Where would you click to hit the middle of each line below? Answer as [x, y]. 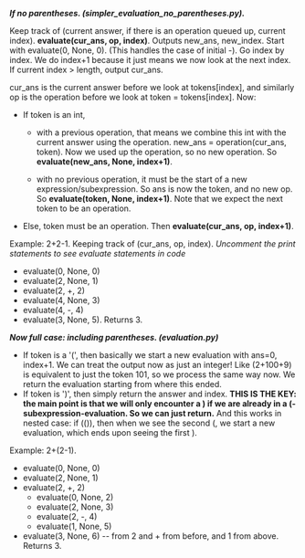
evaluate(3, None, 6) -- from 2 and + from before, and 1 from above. [151, 536]
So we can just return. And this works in [205, 413]
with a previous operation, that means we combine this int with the [161, 132]
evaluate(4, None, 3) [61, 300]
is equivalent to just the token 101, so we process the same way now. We [159, 374]
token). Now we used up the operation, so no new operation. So [156, 152]
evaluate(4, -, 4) [53, 310]
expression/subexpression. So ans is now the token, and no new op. [164, 189]
